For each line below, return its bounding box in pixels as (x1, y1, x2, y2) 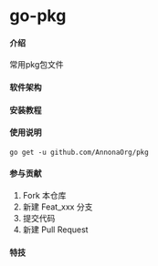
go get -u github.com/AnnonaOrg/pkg (9, 148, 149, 157)
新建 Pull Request (22, 224, 89, 235)
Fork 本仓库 (22, 189, 67, 200)
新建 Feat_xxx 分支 (22, 201, 93, 212)
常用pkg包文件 (9, 59, 64, 70)
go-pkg (9, 5, 67, 26)
